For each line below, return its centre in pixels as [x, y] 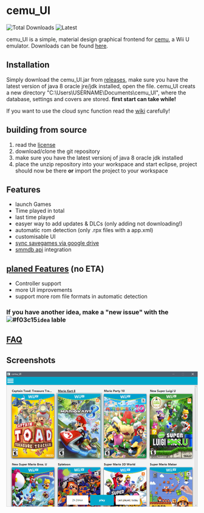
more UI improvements [44, 290]
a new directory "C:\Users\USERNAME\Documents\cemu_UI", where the [96, 93]
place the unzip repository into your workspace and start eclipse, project [106, 164]
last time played [35, 218]
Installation [28, 65]
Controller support [38, 283]
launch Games [33, 204]
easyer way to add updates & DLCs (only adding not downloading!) [99, 224]
